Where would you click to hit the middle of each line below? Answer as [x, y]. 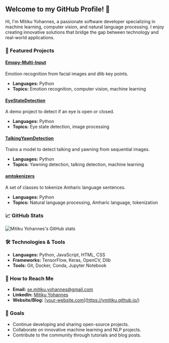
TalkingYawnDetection [30, 138]
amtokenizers [20, 176]
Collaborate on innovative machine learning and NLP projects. [77, 329]
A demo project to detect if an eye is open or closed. [60, 112]
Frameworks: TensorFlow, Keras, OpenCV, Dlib [62, 260]
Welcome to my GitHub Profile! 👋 [58, 9]
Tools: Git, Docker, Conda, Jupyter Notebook [60, 265]
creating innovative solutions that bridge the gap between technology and [82, 32]
